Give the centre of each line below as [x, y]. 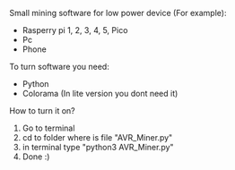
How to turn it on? [43, 110]
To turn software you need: [59, 67]
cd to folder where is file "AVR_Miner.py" [97, 137]
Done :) [36, 157]
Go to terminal [48, 128]
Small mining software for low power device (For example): [118, 13]
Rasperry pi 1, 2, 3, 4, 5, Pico [75, 30]
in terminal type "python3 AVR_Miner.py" [98, 147]
